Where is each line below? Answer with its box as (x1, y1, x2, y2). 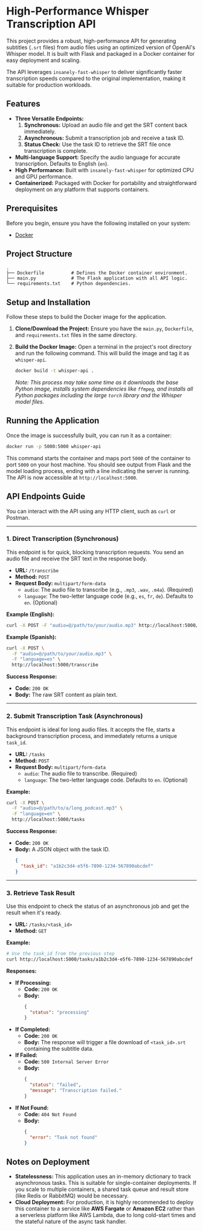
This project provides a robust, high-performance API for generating (6, 37, 176, 44)
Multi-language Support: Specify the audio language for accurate (14, 153, 181, 161)
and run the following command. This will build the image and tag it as (14, 350, 190, 357)
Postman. (6, 514, 30, 521)
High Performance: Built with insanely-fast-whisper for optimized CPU (14, 166, 195, 173)
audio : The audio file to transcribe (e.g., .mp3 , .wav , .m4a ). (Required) (24, 586, 193, 593)
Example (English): (6, 611, 55, 618)
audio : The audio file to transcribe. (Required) (24, 770, 138, 777)
